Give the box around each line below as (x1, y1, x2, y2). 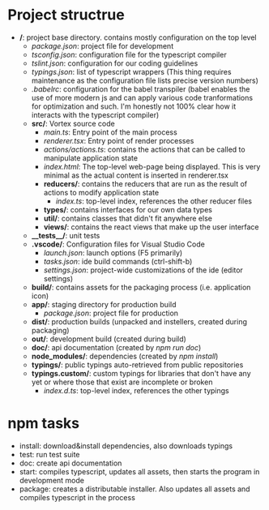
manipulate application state (43, 152, 139, 163)
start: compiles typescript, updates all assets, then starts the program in (19, 466, 260, 476)
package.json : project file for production (43, 308, 179, 318)
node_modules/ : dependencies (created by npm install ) (31, 351, 219, 361)
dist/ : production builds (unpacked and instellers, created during (31, 316, 248, 326)
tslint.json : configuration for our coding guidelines (31, 58, 199, 68)
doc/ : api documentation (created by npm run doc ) (31, 342, 202, 352)
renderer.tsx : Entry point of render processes (43, 135, 194, 145)
